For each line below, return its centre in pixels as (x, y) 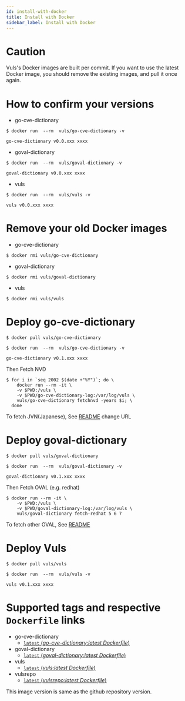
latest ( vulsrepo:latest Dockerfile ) (65, 680)
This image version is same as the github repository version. (79, 692)
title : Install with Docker (41, 17)
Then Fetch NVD (26, 369)
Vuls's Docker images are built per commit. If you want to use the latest (92, 68)
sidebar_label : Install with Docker (51, 22)
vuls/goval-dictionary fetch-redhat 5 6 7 (69, 514)
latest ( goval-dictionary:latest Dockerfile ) (75, 655)
